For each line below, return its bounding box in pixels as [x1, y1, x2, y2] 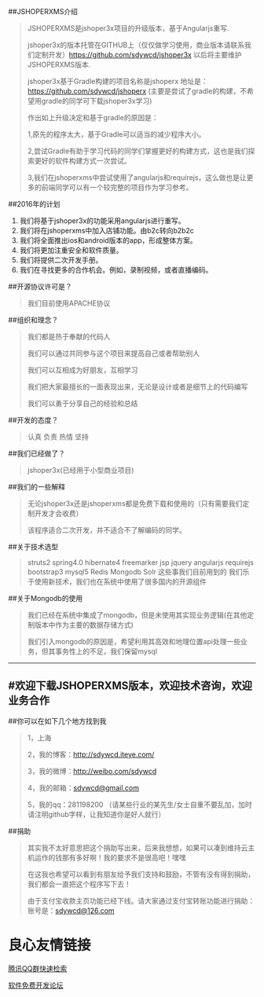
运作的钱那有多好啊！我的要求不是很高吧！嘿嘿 [34, 852, 186, 862]
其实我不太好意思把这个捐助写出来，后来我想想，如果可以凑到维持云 [27, 843, 248, 852]
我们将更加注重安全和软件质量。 [19, 246, 123, 255]
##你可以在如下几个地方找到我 [8, 716, 107, 725]
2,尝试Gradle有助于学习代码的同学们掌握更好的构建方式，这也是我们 [27, 146, 249, 156]
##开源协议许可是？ [8, 282, 72, 291]
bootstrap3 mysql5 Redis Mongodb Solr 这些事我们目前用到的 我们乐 [27, 567, 250, 576]
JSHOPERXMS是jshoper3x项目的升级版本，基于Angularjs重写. [27, 24, 229, 33]
